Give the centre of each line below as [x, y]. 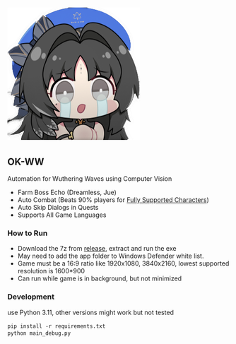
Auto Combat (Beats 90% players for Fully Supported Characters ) [113, 200]
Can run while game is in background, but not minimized [100, 278]
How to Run [28, 233]
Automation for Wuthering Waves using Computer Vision [90, 179]
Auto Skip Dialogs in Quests [58, 207]
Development [31, 297]
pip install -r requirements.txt [57, 326]
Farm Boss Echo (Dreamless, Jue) [67, 192]
